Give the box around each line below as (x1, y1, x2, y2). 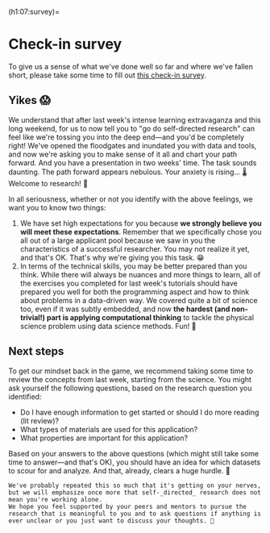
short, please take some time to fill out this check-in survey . (8, 70, 207, 80)
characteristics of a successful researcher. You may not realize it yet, (19, 244, 250, 253)
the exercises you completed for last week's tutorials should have (19, 278, 238, 288)
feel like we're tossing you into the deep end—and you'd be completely (8, 132, 244, 142)
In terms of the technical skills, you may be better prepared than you (19, 261, 247, 271)
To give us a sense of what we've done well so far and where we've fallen (8, 61, 254, 71)
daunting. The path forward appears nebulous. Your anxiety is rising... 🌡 (8, 167, 247, 177)
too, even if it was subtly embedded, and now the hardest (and (19, 304, 231, 314)
